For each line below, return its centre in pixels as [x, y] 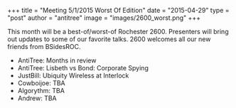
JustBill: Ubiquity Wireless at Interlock [73, 75]
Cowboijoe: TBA [41, 83]
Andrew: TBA [37, 98]
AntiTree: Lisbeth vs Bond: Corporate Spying [83, 68]
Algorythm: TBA [41, 91]
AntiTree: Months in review [57, 60]
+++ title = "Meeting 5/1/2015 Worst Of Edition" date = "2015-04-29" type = [118, 10]
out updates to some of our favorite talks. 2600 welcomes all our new [109, 39]
